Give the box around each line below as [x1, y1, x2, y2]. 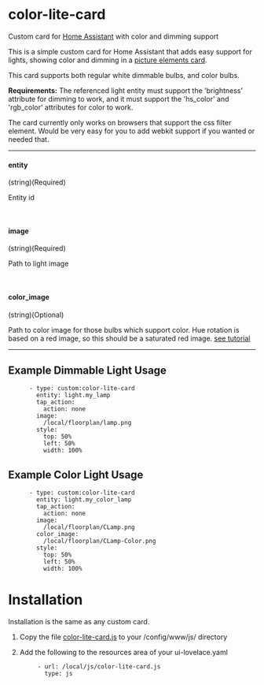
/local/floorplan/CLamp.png [42, 523, 135, 531]
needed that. [8, 134, 49, 143]
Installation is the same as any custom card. [8, 617, 150, 627]
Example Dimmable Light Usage [8, 363, 167, 377]
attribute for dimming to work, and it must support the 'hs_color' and [8, 94, 229, 103]
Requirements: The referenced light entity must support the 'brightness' [8, 85, 244, 95]
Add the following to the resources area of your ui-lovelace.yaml [19, 648, 228, 657]
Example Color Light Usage [8, 467, 144, 482]
